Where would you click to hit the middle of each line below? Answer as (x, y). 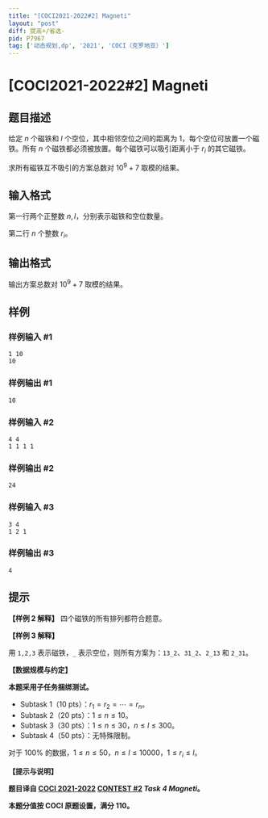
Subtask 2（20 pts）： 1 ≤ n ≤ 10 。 (76, 715)
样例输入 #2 (31, 422)
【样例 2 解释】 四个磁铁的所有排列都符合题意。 (87, 618)
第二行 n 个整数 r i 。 (40, 235)
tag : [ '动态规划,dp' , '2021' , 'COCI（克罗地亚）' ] (89, 46)
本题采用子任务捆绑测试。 (51, 686)
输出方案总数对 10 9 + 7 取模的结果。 (68, 283)
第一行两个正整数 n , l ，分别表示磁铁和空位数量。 (88, 216)
